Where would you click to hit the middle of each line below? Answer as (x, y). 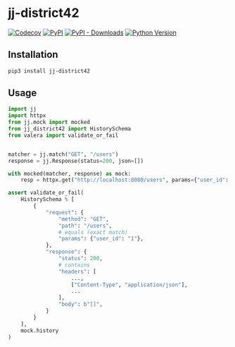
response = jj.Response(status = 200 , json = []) (76, 161)
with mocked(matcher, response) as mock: (70, 173)
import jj (23, 109)
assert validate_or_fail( (46, 193)
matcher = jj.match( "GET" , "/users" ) (63, 154)
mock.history (40, 330)
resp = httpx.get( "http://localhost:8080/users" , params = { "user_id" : (125, 180)
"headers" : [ (77, 272)
